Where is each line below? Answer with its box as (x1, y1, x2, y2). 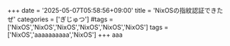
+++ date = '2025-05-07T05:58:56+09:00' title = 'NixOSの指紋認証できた (7, 6, 224, 14)
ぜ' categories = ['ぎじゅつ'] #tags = (7, 15, 114, 23)
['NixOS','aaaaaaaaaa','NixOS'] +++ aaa (7, 30, 123, 39)
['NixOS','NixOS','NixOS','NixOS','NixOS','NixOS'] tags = (7, 23, 169, 31)
